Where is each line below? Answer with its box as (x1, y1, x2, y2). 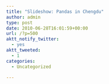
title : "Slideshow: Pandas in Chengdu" (6, 8, 104, 15)
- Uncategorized (11, 63, 51, 70)
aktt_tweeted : (6, 47, 41, 53)
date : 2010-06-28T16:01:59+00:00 (6, 25, 88, 31)
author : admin (6, 14, 41, 20)
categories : (6, 58, 35, 64)
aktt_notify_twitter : (6, 36, 60, 42)
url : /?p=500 (6, 31, 38, 37)
